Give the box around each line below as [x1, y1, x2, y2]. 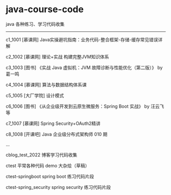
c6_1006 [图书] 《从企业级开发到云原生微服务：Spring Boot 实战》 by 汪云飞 [6, 103, 164, 109]
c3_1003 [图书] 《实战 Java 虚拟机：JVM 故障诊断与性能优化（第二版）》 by [6, 64, 163, 71]
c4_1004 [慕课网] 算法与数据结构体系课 [6, 81, 87, 87]
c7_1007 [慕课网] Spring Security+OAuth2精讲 [6, 120, 101, 126]
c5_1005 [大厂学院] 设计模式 [6, 92, 64, 99]
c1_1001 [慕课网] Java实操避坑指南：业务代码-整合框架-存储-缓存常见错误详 [6, 37, 163, 43]
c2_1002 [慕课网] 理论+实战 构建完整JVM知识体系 [6, 53, 109, 59]
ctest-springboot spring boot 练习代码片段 [6, 173, 94, 179]
